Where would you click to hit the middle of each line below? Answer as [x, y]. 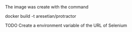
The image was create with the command [47, 7]
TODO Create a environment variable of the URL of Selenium [66, 25]
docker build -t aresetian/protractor [41, 16]
